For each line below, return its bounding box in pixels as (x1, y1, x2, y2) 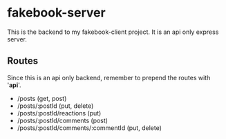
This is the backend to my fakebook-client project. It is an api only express (7, 28, 219, 36)
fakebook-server (7, 5, 106, 21)
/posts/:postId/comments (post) (17, 116, 109, 124)
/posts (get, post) (17, 94, 67, 102)
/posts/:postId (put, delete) (17, 102, 94, 110)
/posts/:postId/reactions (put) (17, 109, 102, 117)
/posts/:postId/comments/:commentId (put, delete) (17, 123, 162, 132)
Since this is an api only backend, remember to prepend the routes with (7, 73, 211, 82)
